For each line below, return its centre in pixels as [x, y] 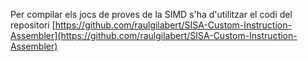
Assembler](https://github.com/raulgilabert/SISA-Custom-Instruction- [154, 35]
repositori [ [33, 25]
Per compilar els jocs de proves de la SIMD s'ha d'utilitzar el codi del [151, 14]
